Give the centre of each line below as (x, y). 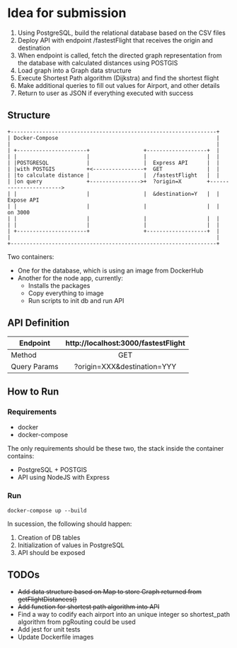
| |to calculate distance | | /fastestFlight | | (114, 175)
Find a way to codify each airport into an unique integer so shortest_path (123, 615)
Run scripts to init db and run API (76, 300)
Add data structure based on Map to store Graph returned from (110, 592)
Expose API (23, 200)
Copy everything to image (66, 293)
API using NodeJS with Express (63, 478)
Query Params (35, 366)
